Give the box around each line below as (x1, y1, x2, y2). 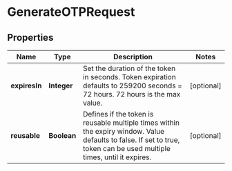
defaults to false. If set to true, (82, 135, 180, 145)
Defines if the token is (82, 110, 154, 119)
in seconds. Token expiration (82, 72, 176, 81)
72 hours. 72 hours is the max (82, 90, 181, 99)
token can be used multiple (82, 144, 171, 153)
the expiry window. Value (82, 127, 164, 136)
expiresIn (10, 81, 42, 90)
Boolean (48, 131, 77, 140)
